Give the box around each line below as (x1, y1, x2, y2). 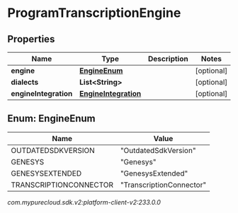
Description (147, 54, 189, 63)
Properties (7, 33, 55, 45)
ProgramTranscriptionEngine (7, 5, 181, 21)
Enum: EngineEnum (7, 113, 96, 125)
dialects (11, 78, 39, 87)
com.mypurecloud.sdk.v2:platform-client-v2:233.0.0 (7, 197, 161, 206)
